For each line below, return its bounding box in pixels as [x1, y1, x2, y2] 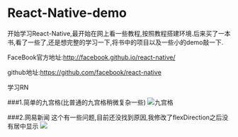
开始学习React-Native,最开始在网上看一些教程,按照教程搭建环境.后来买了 [7, 29, 218, 37]
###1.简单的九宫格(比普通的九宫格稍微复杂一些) [7, 97, 147, 107]
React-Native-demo [7, 5, 127, 21]
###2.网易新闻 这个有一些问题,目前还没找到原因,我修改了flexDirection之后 [7, 113, 222, 121]
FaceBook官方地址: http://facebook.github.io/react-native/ [7, 53, 176, 61]
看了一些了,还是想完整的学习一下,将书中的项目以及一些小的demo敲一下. [15, 37, 224, 47]
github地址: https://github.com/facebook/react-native [7, 68, 161, 76]
